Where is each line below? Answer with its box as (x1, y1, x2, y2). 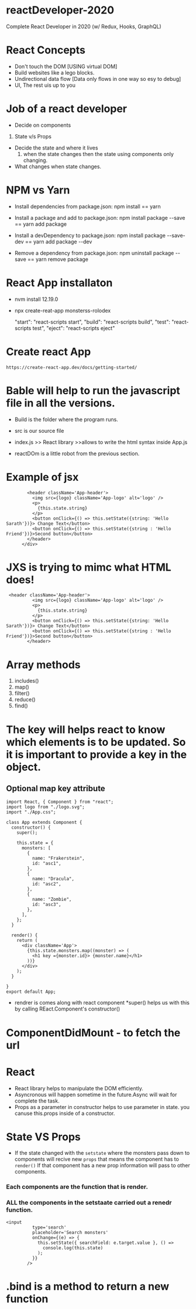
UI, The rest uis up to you (14, 82, 76, 89)
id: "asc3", (32, 901, 61, 908)
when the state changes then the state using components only (23, 150, 174, 157)
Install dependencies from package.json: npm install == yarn (14, 203, 161, 210)
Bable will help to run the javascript (6, 384, 180, 397)
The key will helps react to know (6, 723, 166, 736)
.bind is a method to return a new (6, 1280, 170, 1293)
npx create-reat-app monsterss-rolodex (14, 307, 111, 314)
